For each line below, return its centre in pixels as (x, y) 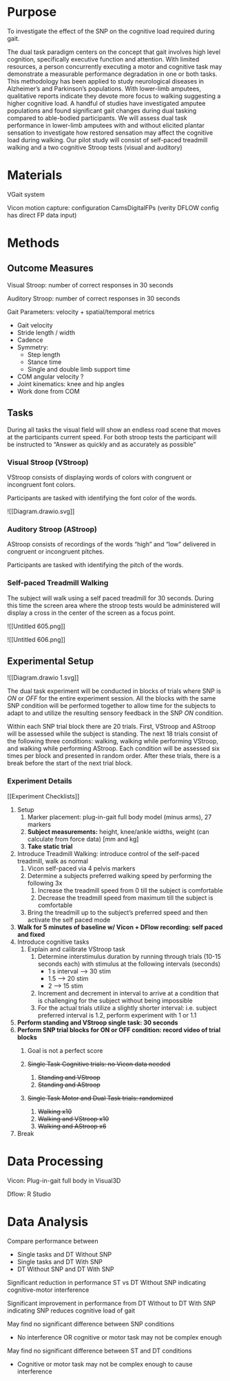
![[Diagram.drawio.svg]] (41, 511)
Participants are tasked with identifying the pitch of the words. (95, 565)
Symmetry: (33, 347)
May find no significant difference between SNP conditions (91, 1324)
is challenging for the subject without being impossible (115, 1000)
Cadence (30, 340)
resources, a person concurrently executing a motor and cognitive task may (115, 66)
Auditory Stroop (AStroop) (52, 529)
